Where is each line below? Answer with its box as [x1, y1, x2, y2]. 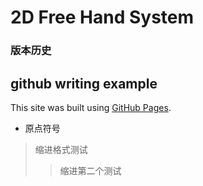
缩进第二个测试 [59, 164, 122, 176]
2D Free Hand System [10, 6, 195, 29]
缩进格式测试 [34, 143, 88, 155]
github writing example [10, 75, 158, 92]
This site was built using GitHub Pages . [10, 101, 172, 113]
